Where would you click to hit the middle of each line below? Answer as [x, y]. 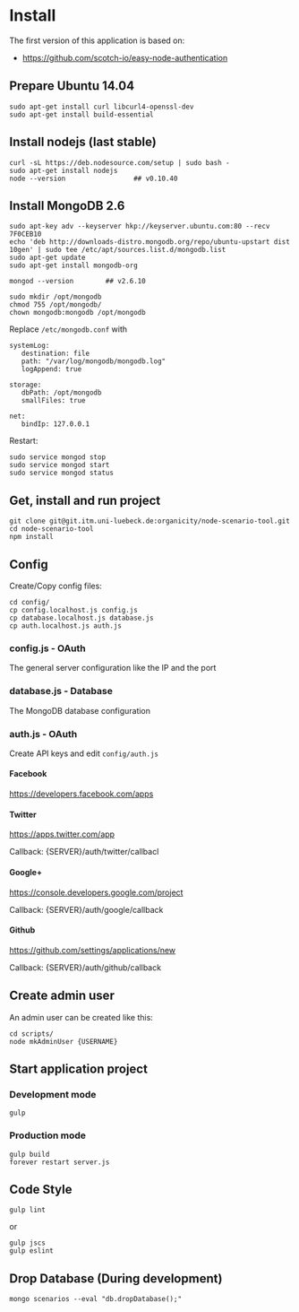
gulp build [30, 1154]
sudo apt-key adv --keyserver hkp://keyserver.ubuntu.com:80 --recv [140, 226]
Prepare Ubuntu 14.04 [72, 86]
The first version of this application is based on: [97, 40]
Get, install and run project [85, 500]
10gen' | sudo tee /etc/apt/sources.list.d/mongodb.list [118, 250]
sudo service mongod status [62, 473]
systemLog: [30, 346]
